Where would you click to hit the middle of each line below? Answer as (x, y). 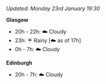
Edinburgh (19, 63)
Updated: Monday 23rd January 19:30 (53, 9)
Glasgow (17, 20)
